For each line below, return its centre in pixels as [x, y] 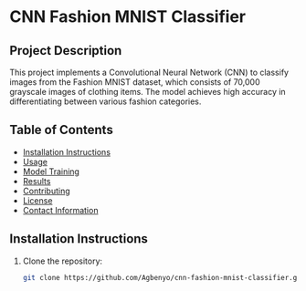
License [37, 200]
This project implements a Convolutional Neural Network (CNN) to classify [149, 72]
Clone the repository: [63, 261]
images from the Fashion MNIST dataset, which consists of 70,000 [135, 82]
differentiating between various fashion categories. [106, 101]
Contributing [46, 191]
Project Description [66, 51]
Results [37, 181]
